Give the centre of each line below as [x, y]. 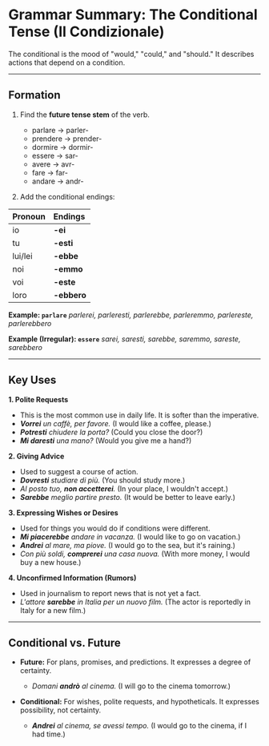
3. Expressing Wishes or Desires [63, 512]
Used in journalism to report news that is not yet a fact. [110, 593]
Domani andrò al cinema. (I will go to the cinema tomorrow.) [131, 686]
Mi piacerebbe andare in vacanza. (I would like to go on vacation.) [130, 536]
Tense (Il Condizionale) [86, 32]
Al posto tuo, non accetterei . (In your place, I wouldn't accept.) [124, 488]
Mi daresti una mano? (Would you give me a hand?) [106, 440]
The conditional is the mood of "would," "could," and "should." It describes [131, 54]
